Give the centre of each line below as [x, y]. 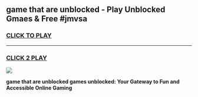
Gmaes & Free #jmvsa [47, 19]
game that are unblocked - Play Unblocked [86, 10]
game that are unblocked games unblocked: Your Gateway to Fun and [93, 81]
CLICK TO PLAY [29, 36]
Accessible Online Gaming [39, 88]
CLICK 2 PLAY [27, 58]
